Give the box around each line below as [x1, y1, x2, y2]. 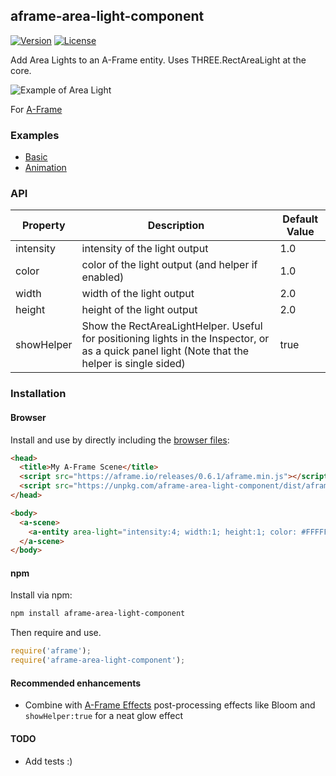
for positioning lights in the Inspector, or [81, 332, 270, 346]
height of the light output [81, 303, 198, 317]
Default [282, 212, 319, 226]
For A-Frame [10, 103, 63, 115]
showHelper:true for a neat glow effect [24, 710, 184, 722]
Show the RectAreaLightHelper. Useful [81, 319, 263, 333]
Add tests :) [24, 755, 73, 767]
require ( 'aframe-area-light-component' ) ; [10, 655, 186, 666]
